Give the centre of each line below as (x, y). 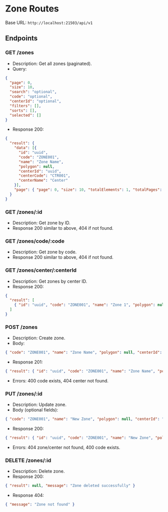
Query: (19, 69)
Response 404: (28, 495)
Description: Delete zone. (38, 471)
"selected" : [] (25, 115)
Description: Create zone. (39, 338)
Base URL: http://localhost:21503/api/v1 (49, 23)
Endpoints (21, 38)
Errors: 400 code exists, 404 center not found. (60, 380)
